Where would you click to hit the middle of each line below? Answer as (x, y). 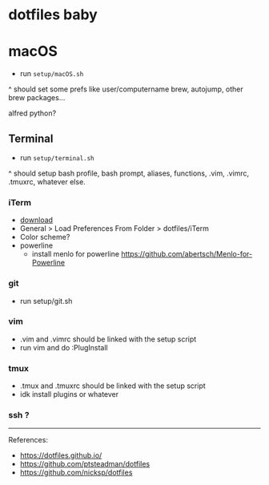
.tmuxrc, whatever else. (47, 181)
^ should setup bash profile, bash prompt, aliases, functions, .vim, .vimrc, (129, 173)
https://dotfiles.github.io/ (61, 455)
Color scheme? (45, 237)
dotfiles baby (53, 15)
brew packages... (37, 98)
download (36, 220)
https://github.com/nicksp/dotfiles (76, 473)
